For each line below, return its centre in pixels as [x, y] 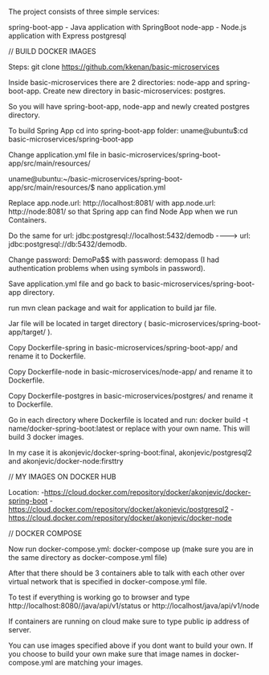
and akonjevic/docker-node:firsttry [66, 461]
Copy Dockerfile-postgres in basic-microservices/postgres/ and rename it [131, 396]
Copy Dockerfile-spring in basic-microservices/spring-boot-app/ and [123, 348]
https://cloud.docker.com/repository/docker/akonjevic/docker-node [120, 518]
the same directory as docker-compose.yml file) [88, 557]
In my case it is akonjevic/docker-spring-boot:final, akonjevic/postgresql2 [130, 452]
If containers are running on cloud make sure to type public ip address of [129, 621]
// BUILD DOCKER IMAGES [52, 51]
